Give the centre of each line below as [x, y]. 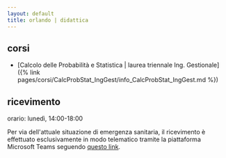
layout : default [31, 14]
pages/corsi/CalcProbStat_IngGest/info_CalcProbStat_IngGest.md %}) [118, 80]
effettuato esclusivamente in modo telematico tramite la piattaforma [104, 139]
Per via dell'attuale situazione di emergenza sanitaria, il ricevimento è [106, 132]
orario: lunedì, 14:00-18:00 [45, 118]
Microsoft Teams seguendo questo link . [64, 147]
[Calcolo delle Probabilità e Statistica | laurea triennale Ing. [101, 65]
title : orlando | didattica [48, 20]
